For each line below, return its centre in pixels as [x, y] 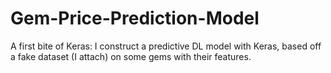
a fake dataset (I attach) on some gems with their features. [131, 56]
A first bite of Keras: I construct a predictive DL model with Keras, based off [166, 46]
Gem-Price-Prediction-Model [135, 18]
